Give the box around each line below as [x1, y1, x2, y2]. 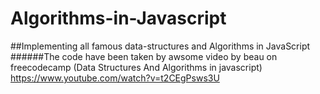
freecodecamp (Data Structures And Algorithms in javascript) [10, 61, 263, 73]
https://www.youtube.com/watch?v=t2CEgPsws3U [10, 72, 220, 84]
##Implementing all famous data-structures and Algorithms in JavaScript [10, 40, 311, 52]
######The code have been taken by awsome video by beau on [10, 50, 278, 62]
